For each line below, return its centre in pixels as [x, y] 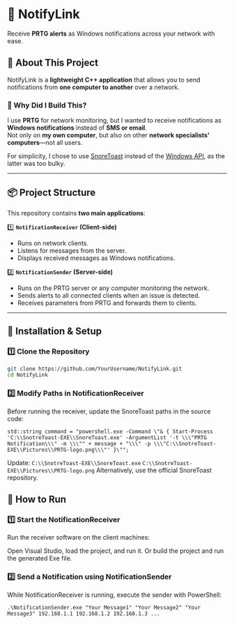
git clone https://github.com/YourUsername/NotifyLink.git [95, 369]
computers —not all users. [45, 143]
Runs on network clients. [53, 243]
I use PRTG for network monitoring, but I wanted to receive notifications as [114, 121]
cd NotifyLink [28, 375]
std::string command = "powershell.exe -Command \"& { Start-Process [110, 432]
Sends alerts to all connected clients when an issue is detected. [109, 295]
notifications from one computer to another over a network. [93, 87]
